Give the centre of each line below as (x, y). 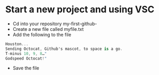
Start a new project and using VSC (80, 10)
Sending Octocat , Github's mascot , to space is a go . (64, 49)
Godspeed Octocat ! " (26, 58)
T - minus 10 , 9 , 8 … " (26, 53)
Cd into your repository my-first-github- (55, 24)
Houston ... (17, 44)
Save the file (26, 68)
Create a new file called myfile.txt (48, 29)
